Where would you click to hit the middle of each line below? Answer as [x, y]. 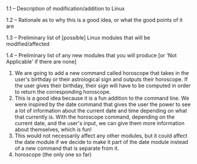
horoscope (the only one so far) [53, 155]
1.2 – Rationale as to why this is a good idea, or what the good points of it [94, 20]
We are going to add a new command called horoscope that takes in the [102, 73]
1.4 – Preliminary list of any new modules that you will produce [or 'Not [91, 55]
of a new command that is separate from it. [67, 148]
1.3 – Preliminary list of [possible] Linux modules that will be [78, 37]
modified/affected [28, 44]
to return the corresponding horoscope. [63, 92]
